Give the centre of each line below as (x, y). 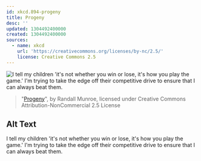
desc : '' (17, 23)
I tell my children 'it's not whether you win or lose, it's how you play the (95, 139)
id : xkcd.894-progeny (34, 12)
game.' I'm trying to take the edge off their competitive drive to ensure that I (101, 145)
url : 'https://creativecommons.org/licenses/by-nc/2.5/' (91, 51)
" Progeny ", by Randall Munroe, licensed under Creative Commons (103, 99)
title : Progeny (25, 18)
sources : (17, 40)
